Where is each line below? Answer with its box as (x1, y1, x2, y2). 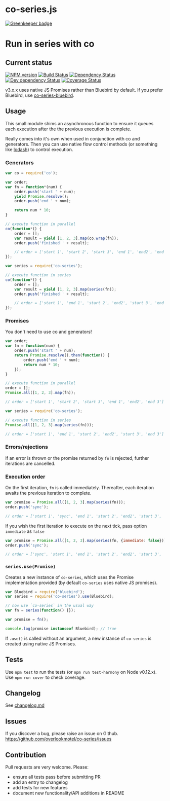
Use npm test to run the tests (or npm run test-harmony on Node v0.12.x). (5, 669, 157, 675)
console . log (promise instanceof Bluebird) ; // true (5, 626, 116, 631)
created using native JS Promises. (5, 640, 76, 647)
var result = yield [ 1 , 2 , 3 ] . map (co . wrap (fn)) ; (14, 236, 119, 241)
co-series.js (5, 4, 57, 15)
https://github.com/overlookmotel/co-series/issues (5, 736, 112, 742)
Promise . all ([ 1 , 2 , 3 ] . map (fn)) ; (5, 390, 76, 395)
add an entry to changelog (12, 779, 68, 785)
